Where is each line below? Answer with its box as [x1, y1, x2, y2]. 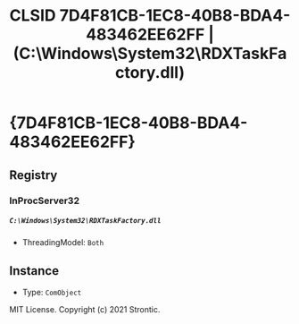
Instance [9, 263, 60, 278]
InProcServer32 [9, 194, 80, 207]
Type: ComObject [21, 287, 82, 298]
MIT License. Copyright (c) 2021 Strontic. [9, 304, 161, 315]
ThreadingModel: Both [21, 237, 104, 248]
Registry [9, 167, 58, 183]
